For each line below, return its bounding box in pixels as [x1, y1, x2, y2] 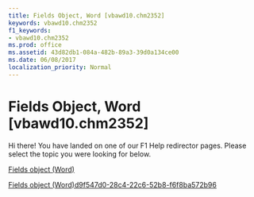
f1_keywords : [8, 26, 52, 34]
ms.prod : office [8, 41, 62, 49]
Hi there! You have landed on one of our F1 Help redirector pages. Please [8, 141, 247, 150]
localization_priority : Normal [8, 64, 112, 71]
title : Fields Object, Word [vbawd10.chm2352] [8, 11, 165, 20]
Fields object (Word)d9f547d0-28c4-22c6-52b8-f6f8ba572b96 [8, 180, 217, 189]
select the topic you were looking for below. [8, 149, 152, 159]
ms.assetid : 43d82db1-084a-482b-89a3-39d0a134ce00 [8, 48, 179, 56]
